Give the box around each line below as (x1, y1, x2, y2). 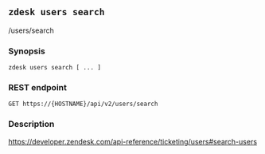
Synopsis (8, 45, 45, 57)
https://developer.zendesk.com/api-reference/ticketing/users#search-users (8, 136, 257, 146)
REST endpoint (8, 82, 68, 93)
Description (8, 119, 55, 130)
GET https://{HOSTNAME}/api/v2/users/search (8, 100, 158, 109)
